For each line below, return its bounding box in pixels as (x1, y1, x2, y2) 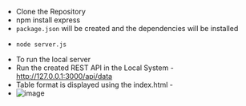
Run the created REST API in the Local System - (15, 63, 174, 73)
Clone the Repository (15, 7, 87, 16)
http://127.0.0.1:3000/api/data (15, 72, 113, 80)
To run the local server (15, 55, 91, 64)
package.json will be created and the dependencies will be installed (15, 24, 239, 33)
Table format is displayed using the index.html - (15, 80, 174, 89)
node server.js (15, 41, 67, 49)
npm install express (15, 15, 81, 25)
